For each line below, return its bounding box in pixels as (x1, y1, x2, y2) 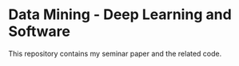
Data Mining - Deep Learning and (8, 6, 232, 24)
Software (8, 22, 70, 41)
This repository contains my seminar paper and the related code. (8, 49, 222, 58)
